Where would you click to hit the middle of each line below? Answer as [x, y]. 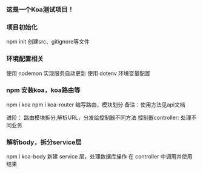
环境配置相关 [25, 59]
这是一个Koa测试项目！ [40, 9]
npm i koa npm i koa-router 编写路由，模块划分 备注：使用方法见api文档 [96, 105]
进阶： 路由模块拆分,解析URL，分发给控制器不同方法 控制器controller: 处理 [99, 117]
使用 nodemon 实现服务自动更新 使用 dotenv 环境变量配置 [78, 73]
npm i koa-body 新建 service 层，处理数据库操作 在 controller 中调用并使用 [99, 157]
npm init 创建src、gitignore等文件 [48, 42]
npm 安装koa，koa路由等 [43, 90]
